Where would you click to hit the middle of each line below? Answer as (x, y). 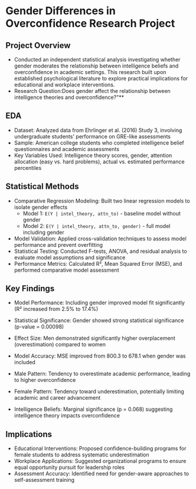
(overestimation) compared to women (60, 345)
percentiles (28, 168)
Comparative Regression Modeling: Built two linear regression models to (102, 201)
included (25, 362)
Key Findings (30, 289)
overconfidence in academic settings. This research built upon (90, 72)
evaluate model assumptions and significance (70, 257)
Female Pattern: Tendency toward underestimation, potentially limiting (99, 391)
